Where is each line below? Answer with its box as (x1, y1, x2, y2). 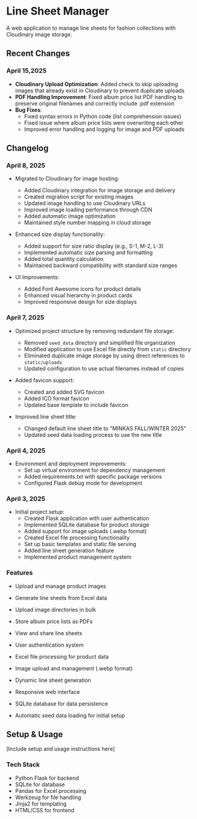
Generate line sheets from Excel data (15, 594, 108, 601)
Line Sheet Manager (6, 4, 109, 18)
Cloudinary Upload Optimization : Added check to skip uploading (15, 80, 178, 87)
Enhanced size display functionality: (15, 231, 105, 238)
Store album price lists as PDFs (15, 618, 93, 625)
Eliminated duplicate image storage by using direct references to (24, 352, 186, 359)
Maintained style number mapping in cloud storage (24, 219, 151, 226)
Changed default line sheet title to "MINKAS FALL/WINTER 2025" (24, 425, 187, 432)
